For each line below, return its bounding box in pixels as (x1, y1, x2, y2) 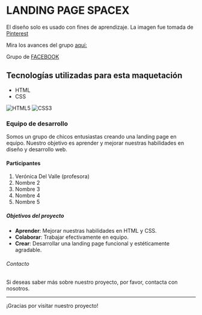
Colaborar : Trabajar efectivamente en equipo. (14, 233, 129, 241)
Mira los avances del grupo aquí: (6, 41, 87, 49)
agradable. (14, 247, 42, 254)
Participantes (6, 160, 41, 167)
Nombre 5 (14, 199, 40, 206)
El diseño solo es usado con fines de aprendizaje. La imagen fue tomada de (6, 23, 194, 31)
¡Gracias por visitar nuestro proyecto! (6, 302, 99, 310)
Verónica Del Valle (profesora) (14, 173, 90, 180)
